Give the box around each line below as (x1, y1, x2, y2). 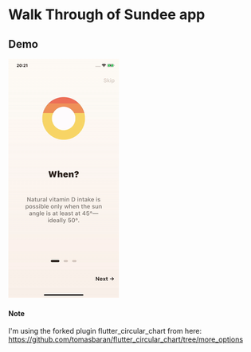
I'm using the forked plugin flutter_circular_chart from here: (8, 327, 202, 336)
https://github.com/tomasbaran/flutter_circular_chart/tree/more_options (8, 334, 244, 344)
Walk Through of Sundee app (8, 6, 206, 24)
